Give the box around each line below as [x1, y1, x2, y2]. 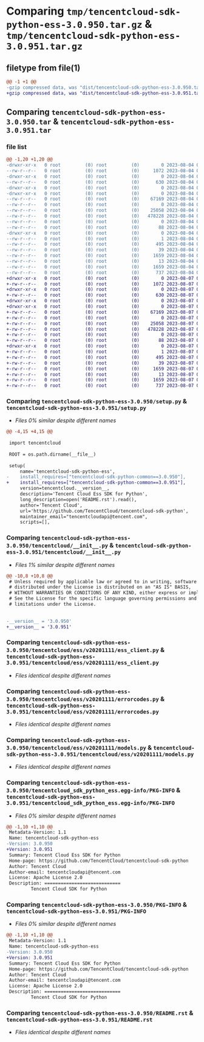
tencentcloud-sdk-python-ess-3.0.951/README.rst [6, 1016, 153, 1023]
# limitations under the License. [8, 601, 97, 608]
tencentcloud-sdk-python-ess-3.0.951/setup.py [6, 405, 147, 412]
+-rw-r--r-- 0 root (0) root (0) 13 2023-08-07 [6, 371, 194, 378]
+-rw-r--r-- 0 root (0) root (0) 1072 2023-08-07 [6, 281, 194, 287]
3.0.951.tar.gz [6, 41, 83, 52]
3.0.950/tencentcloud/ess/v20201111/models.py [6, 744, 147, 751]
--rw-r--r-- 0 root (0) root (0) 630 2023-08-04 [6, 179, 194, 185]
